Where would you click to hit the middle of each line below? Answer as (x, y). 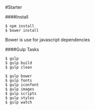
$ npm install (20, 26)
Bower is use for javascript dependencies (48, 40)
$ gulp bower (19, 76)
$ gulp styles (20, 98)
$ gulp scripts (21, 93)
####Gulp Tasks (22, 49)
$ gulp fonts (19, 80)
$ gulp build (19, 63)
